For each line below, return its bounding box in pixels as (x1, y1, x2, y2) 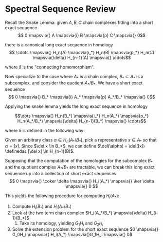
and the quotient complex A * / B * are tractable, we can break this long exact (5, 164, 155, 171)
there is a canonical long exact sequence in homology (5, 41, 113, 47)
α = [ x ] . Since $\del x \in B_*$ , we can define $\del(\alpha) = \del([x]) (5, 143, 145, 149)
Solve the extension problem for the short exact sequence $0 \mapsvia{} (12, 226, 159, 232)
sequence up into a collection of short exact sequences (5, 170, 117, 176)
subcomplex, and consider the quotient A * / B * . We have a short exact (5, 80, 143, 87)
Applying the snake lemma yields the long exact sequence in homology (5, 103, 148, 109)
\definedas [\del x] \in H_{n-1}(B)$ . (5, 148, 74, 154)
